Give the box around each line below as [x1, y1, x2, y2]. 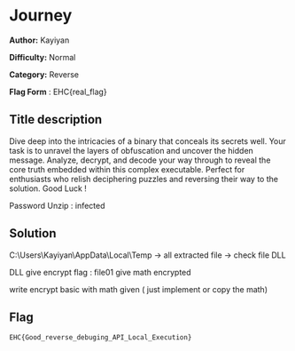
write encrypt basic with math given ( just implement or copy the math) [9, 283, 268, 294]
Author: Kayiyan [9, 35, 70, 45]
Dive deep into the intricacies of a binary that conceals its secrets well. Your [9, 135, 286, 147]
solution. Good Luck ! [9, 183, 87, 194]
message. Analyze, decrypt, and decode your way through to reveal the [9, 155, 271, 165]
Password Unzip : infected [9, 200, 105, 211]
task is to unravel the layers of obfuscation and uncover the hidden [9, 145, 254, 156]
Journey [9, 5, 73, 26]
